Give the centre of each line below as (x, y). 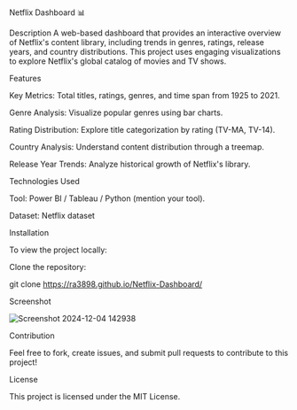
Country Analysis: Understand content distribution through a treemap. (137, 147)
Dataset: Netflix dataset (52, 216)
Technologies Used (44, 181)
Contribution (32, 336)
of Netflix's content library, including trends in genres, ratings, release (137, 42)
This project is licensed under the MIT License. (95, 396)
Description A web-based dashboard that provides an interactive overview (145, 33)
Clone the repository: (48, 267)
